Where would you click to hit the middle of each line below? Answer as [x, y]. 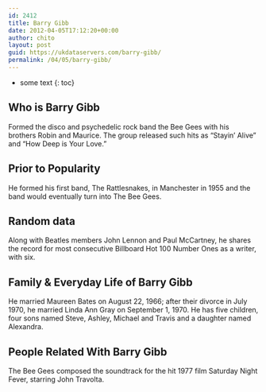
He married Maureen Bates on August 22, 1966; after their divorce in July [128, 301]
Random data [42, 221]
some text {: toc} [47, 82]
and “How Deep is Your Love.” [58, 143]
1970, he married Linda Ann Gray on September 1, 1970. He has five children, [133, 310]
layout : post [30, 45]
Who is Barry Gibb [54, 108]
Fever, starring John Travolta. [56, 379]
